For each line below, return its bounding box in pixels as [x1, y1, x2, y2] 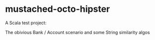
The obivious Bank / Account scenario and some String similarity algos [5, 29, 150, 35]
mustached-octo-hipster [5, 3, 110, 15]
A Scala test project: [5, 20, 47, 26]
